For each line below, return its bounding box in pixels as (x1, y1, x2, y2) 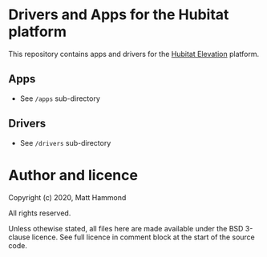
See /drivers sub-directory (19, 138, 111, 147)
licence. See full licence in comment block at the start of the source (31, 232, 255, 242)
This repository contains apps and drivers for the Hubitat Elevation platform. (8, 49, 259, 58)
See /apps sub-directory (19, 94, 100, 103)
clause (8, 232, 30, 242)
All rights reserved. (8, 208, 71, 218)
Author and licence (8, 166, 139, 184)
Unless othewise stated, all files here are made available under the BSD (8, 223, 244, 233)
